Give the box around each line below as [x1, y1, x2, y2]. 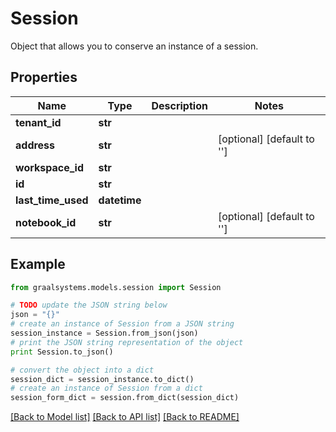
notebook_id [15, 215, 77, 229]
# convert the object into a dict [10, 365, 155, 375]
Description [151, 98, 208, 112]
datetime [98, 193, 142, 207]
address [15, 138, 56, 152]
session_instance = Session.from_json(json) [10, 328, 199, 339]
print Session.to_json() [10, 347, 114, 357]
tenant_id [15, 115, 62, 129]
